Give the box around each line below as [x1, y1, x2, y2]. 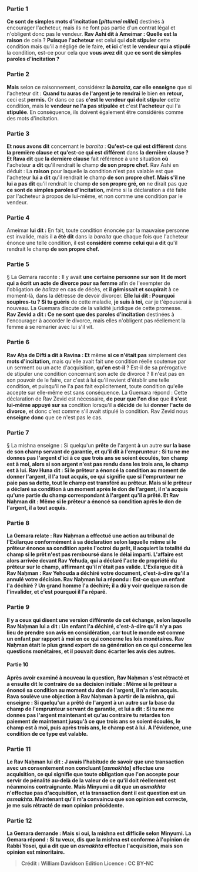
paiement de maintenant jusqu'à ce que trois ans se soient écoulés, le [6, 718, 181, 725]
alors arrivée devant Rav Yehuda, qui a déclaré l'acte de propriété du [6, 557, 177, 564]
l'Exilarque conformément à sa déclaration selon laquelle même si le [6, 538, 177, 546]
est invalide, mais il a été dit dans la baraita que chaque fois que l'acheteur [6, 233, 189, 240]
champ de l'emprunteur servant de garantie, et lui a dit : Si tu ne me [6, 705, 174, 712]
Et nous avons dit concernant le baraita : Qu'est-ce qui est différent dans [6, 143, 187, 150]
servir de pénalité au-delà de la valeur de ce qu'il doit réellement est [6, 777, 176, 784]
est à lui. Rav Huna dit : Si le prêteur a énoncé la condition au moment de [6, 467, 186, 474]
